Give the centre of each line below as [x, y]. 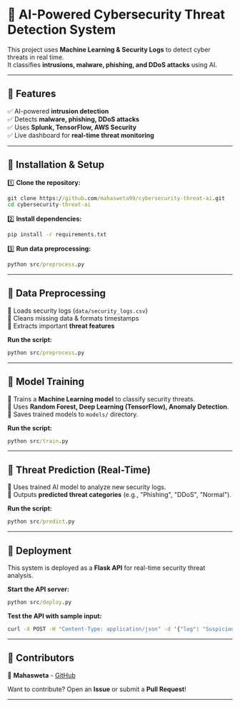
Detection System [62, 30]
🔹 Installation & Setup [56, 165]
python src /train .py [38, 441]
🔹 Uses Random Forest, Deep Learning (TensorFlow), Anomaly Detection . [118, 406]
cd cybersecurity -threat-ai [49, 205]
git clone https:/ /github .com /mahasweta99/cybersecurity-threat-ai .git [116, 198]
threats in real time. [36, 57]
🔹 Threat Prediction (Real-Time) [79, 470]
